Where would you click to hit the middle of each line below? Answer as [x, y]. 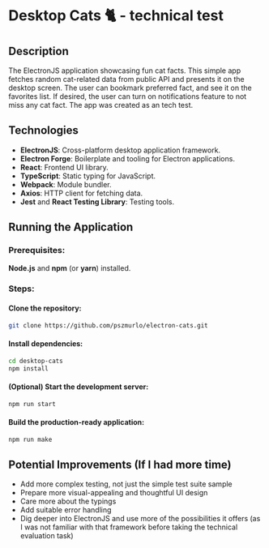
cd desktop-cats [36, 361]
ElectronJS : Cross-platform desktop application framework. [120, 150]
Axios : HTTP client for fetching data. [81, 193]
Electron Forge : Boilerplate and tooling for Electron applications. [127, 158]
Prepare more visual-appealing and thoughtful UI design [114, 493]
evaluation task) [47, 536]
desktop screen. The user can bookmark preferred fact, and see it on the [130, 88]
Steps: [21, 289]
